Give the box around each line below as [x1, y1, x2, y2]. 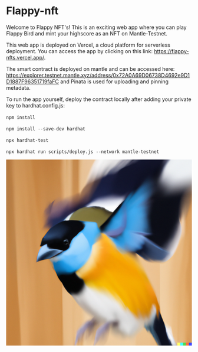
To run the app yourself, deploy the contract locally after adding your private [6, 96, 192, 103]
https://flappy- [154, 47, 190, 54]
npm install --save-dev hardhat [6, 126, 85, 132]
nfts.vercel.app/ [6, 54, 44, 61]
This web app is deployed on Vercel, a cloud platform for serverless [6, 41, 171, 48]
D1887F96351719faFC [6, 78, 59, 85]
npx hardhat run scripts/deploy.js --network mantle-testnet [6, 149, 160, 155]
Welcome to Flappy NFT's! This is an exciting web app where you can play [6, 24, 187, 31]
